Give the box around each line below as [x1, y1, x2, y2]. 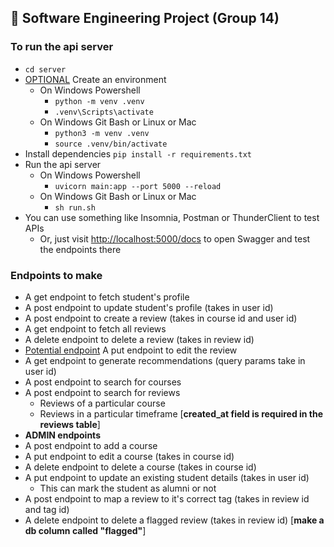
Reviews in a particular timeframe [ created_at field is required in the [39, 407, 324, 420]
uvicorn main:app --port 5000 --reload [54, 181, 222, 191]
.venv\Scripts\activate [54, 107, 154, 117]
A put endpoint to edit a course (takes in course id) [24, 450, 235, 462]
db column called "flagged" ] [24, 524, 147, 536]
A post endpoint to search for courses [24, 376, 182, 388]
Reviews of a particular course [39, 397, 166, 409]
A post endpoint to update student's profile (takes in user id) [24, 301, 274, 313]
